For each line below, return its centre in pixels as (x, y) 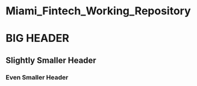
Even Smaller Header (37, 77)
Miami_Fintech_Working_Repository (98, 11)
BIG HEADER (38, 39)
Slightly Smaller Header (51, 60)
